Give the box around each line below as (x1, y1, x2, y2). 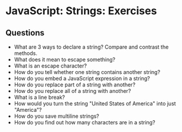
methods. (14, 50, 38, 57)
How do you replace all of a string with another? (14, 88, 131, 94)
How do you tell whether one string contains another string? (14, 69, 161, 75)
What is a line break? (14, 94, 66, 101)
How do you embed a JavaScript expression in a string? (14, 75, 150, 82)
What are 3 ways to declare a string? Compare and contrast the (14, 43, 169, 50)
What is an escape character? (14, 62, 87, 69)
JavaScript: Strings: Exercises (5, 4, 157, 18)
